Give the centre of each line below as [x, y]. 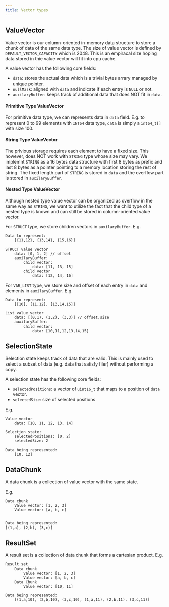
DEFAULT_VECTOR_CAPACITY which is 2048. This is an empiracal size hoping [81, 53]
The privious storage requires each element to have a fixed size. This [77, 151]
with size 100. [19, 128]
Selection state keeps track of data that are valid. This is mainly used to [79, 358]
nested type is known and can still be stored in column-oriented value [78, 212]
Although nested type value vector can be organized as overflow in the [79, 201]
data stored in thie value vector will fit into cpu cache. [61, 59]
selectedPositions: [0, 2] [43, 436]
